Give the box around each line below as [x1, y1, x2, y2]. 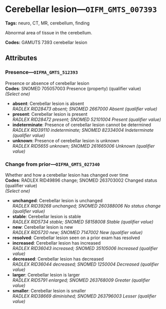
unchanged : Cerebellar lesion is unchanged [12, 197, 103, 203]
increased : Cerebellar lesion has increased [12, 240, 101, 246]
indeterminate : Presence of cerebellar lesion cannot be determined [12, 121, 152, 128]
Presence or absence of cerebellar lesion [5, 80, 89, 86]
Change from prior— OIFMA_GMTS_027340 [5, 161, 100, 168]
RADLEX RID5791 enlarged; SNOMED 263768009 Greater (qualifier [12, 277, 150, 283]
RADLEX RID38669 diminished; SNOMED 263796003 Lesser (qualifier [12, 293, 157, 299]
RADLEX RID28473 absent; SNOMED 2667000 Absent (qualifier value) [12, 106, 158, 112]
